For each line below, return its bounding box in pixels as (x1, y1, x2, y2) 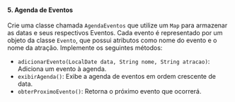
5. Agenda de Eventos (7, 6, 73, 14)
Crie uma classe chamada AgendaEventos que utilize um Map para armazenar (7, 21, 228, 30)
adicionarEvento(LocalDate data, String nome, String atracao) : (17, 57, 210, 66)
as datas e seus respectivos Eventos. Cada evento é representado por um (7, 29, 223, 37)
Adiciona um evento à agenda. (17, 65, 107, 73)
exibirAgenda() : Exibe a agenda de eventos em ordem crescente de (17, 72, 216, 81)
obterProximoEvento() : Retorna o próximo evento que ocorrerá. (17, 87, 202, 96)
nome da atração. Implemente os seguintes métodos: (7, 44, 163, 52)
